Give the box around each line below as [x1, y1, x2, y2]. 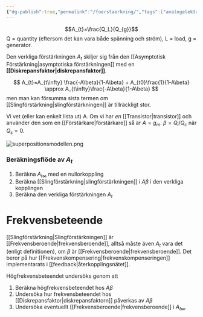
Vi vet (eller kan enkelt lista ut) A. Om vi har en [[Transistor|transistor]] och [6, 113, 192, 120]
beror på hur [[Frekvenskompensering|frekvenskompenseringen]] [6, 254, 170, 261]
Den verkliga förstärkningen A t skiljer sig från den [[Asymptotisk [6, 53, 166, 62]
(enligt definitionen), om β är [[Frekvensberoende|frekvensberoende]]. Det [6, 248, 192, 255]
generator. [6, 41, 32, 48]
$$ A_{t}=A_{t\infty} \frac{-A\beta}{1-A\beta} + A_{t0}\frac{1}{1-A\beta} [13, 79, 190, 86]
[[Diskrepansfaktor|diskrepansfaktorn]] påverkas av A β [14, 296, 153, 304]
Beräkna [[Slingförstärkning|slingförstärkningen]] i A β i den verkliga [14, 178, 184, 185]
